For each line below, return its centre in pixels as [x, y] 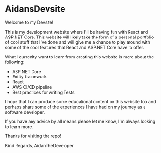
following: [15, 62]
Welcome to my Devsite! [29, 22]
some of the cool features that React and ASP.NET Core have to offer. [75, 47]
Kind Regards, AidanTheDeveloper [40, 145]
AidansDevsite [35, 9]
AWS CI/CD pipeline [32, 87]
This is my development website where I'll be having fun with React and [77, 32]
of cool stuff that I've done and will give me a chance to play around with [78, 42]
